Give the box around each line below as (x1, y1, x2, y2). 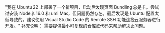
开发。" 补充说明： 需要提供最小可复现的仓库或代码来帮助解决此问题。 (5, 23, 148, 29)
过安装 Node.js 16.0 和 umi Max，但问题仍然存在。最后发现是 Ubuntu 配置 (5, 10, 155, 16)
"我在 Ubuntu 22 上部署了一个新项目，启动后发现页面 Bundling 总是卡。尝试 (5, 4, 159, 10)
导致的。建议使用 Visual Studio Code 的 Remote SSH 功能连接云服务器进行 (9, 17, 161, 22)
